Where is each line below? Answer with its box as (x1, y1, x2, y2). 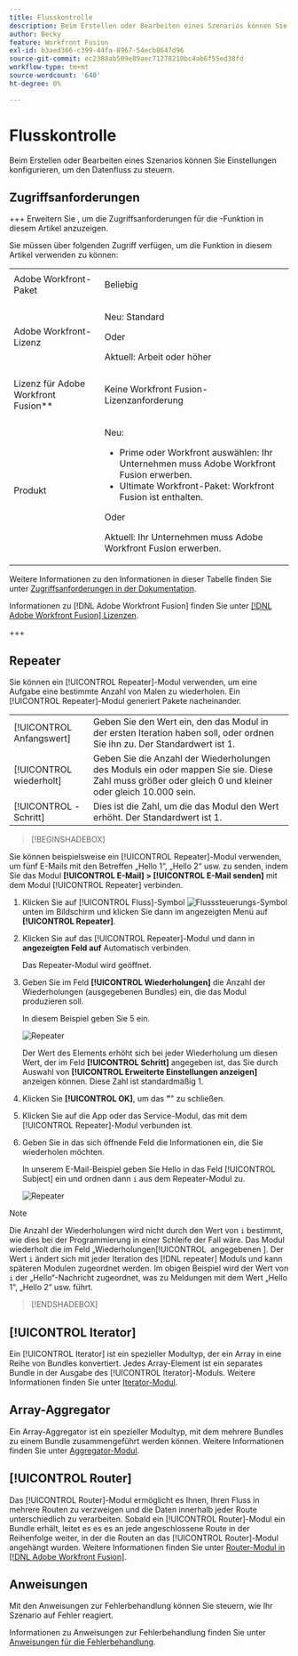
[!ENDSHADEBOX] (30, 1299, 98, 1310)
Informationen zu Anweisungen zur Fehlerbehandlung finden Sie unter (9, 1628, 266, 1638)
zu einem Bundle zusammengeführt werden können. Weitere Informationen (9, 1435, 284, 1446)
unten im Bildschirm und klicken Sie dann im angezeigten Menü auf (21, 907, 269, 917)
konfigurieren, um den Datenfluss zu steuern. (9, 164, 175, 174)
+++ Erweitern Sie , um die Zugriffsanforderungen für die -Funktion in (9, 214, 264, 224)
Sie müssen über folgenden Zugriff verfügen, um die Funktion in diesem (9, 240, 272, 251)
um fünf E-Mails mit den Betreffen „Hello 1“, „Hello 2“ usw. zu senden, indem (9, 860, 288, 872)
